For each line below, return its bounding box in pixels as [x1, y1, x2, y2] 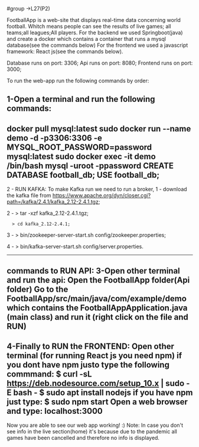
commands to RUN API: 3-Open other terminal [6, 266, 181, 276]
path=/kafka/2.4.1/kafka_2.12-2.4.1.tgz [6, 198, 99, 205]
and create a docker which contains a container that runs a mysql [6, 36, 166, 42]
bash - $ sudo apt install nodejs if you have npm [13, 387, 193, 397]
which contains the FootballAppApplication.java [6, 303, 188, 313]
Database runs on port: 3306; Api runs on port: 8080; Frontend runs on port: [6, 59, 193, 66]
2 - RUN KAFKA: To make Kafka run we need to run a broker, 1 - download [6, 186, 188, 193]
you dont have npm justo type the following [6, 359, 170, 369]
